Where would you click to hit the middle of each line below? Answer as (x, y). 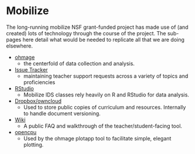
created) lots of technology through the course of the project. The (86, 33)
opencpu (26, 132)
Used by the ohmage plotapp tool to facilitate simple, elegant (97, 138)
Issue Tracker (31, 69)
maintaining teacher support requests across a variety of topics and (106, 76)
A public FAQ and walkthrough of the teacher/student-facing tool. (103, 126)
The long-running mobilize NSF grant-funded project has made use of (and (97, 27)
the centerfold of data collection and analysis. (79, 63)
